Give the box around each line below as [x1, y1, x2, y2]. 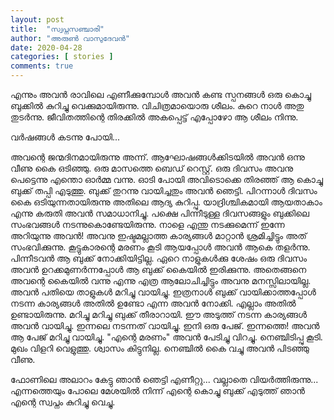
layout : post [10, 14, 65, 25]
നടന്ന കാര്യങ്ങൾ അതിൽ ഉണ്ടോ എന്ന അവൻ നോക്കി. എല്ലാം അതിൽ [10, 297, 297, 309]
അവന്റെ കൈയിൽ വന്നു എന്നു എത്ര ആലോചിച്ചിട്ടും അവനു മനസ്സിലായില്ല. [10, 275, 312, 286]
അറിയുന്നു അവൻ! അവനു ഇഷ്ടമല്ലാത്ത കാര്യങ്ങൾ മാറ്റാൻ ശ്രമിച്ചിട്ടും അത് [10, 230, 307, 241]
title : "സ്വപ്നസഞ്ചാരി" [10, 24, 105, 34]
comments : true [10, 61, 74, 71]
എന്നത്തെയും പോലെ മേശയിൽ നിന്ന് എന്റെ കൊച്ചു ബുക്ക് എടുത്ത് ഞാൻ [10, 385, 305, 396]
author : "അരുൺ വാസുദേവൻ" [10, 33, 130, 43]
